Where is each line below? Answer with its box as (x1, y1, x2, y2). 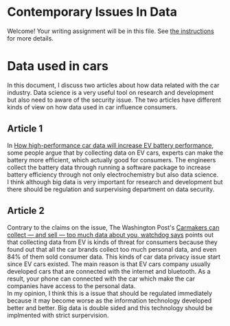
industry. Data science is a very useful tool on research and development (7, 88, 214, 96)
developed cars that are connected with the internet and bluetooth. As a (7, 267, 211, 275)
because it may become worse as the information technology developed (7, 296, 212, 305)
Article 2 (7, 205, 45, 217)
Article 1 (7, 123, 43, 135)
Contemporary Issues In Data (7, 4, 177, 20)
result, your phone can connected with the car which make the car (7, 274, 196, 283)
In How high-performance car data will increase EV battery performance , (7, 141, 214, 149)
